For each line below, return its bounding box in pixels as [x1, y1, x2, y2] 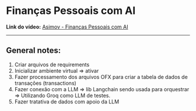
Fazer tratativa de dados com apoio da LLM [14, 98, 120, 105]
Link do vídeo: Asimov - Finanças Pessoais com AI [6, 23, 128, 30]
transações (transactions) [14, 80, 77, 87]
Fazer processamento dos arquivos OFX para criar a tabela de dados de [14, 73, 188, 80]
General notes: [6, 45, 61, 56]
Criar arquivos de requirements [14, 61, 90, 68]
